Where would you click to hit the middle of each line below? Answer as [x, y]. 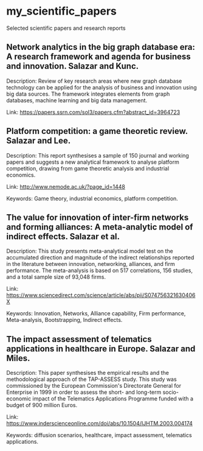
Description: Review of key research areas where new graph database [94, 81]
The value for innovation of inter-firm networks [98, 217]
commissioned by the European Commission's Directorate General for [94, 386]
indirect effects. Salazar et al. [63, 236]
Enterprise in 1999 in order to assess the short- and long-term [84, 392]
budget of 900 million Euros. [42, 405]
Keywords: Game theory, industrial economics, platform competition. [92, 198]
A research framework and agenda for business [99, 57]
